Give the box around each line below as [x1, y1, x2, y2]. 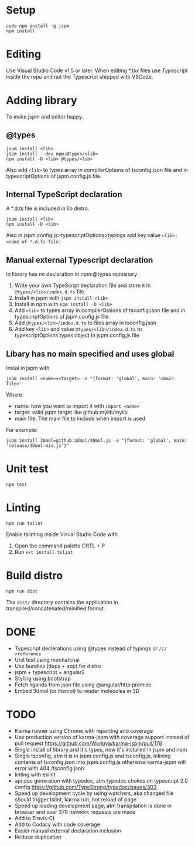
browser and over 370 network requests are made [14, 808, 136, 815]
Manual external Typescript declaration [6, 255, 153, 265]
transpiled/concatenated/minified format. [6, 605, 105, 612]
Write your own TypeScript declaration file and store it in [14, 282, 151, 289]
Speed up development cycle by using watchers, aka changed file [14, 790, 174, 797]
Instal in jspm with [6, 364, 50, 371]
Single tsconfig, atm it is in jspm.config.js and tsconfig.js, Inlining [14, 752, 171, 759]
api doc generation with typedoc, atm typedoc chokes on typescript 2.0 [14, 777, 189, 784]
